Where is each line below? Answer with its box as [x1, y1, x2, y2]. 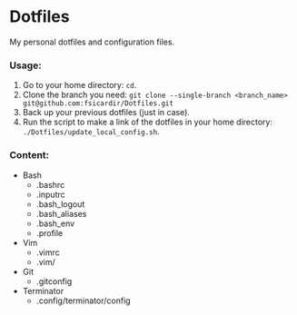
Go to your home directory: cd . [22, 80, 137, 91]
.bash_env [35, 218, 75, 229]
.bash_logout [35, 198, 85, 210]
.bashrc [35, 179, 65, 190]
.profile [35, 227, 64, 238]
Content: [9, 149, 50, 162]
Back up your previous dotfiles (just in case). [22, 107, 191, 118]
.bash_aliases [35, 208, 87, 219]
